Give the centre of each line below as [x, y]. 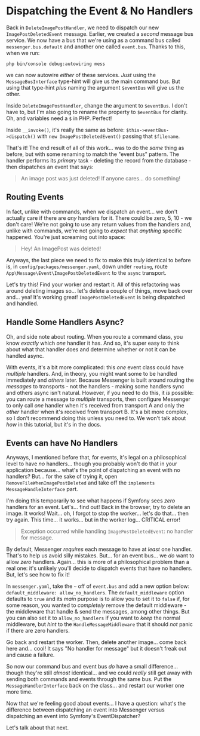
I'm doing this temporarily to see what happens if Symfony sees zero [91, 501]
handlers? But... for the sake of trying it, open [62, 477]
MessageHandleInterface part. [42, 489]
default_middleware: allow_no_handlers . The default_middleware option [95, 593]
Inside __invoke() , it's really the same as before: [66, 130]
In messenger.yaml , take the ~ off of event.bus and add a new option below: [98, 586]
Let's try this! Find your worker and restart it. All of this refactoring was [93, 284]
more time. [19, 692]
